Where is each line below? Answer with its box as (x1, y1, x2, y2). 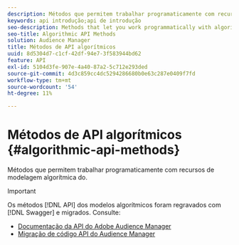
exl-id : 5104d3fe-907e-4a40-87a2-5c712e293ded (7, 63, 148, 71)
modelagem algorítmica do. (7, 173, 87, 182)
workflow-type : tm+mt (7, 76, 72, 84)
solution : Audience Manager (7, 37, 91, 44)
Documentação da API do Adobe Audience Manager (17, 222, 172, 231)
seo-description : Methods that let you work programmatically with (7, 24, 212, 31)
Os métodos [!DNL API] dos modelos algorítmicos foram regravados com (7, 201, 222, 209)
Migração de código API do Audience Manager (17, 229, 156, 239)
